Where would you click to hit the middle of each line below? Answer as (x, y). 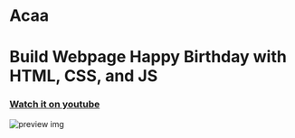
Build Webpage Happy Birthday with (148, 57)
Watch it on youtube (55, 105)
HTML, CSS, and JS (84, 76)
